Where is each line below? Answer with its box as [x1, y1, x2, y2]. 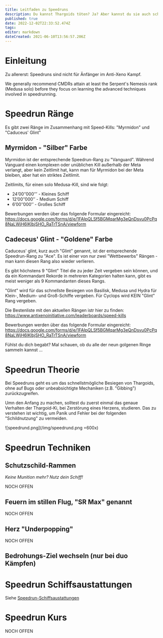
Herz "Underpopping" [5, 525, 74, 533]
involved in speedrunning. [5, 91, 57, 97]
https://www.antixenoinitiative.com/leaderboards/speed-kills [5, 313, 126, 319]
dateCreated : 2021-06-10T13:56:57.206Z [5, 35, 86, 39]
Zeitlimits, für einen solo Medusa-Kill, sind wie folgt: [5, 181, 109, 188]
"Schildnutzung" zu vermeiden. [5, 415, 68, 421]
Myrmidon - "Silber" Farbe [5, 144, 88, 152]
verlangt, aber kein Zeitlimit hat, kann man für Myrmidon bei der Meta [5, 167, 144, 173]
